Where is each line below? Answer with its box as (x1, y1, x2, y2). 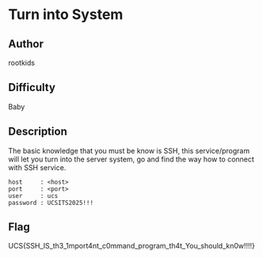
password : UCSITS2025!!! (8, 199, 93, 207)
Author (8, 37, 44, 51)
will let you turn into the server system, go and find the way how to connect (8, 154, 255, 164)
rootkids (8, 58, 36, 67)
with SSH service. (8, 162, 67, 172)
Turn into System (8, 6, 124, 24)
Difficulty (8, 81, 55, 94)
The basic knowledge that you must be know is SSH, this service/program (8, 146, 250, 155)
